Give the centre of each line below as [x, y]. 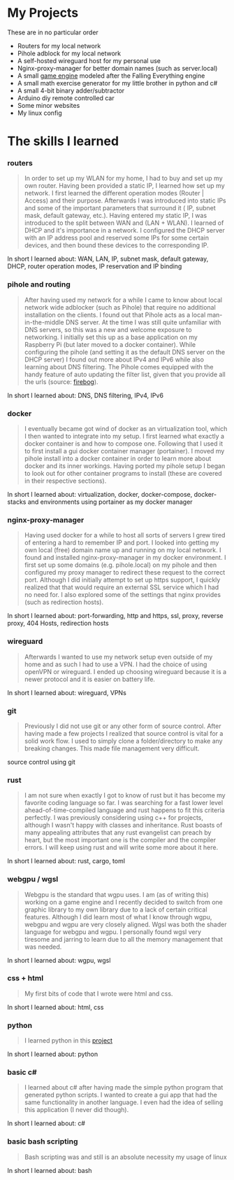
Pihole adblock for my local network [69, 53]
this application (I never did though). [76, 1110]
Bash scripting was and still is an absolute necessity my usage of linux [125, 1157]
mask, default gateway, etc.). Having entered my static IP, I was [116, 216]
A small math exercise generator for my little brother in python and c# [117, 83]
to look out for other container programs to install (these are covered [123, 474]
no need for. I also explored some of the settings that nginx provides [123, 595]
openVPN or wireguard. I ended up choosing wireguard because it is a [125, 671]
